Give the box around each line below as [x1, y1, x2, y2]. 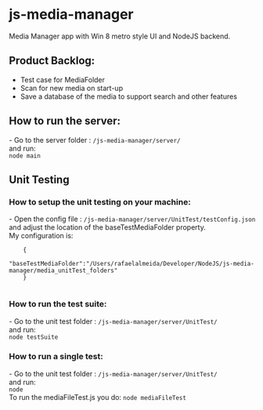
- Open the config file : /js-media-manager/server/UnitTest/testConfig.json [9, 214, 256, 224]
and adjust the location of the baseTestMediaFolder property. [9, 223, 206, 232]
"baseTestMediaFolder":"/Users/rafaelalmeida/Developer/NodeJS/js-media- [9, 260, 255, 268]
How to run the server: [9, 114, 121, 128]
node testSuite [9, 333, 59, 341]
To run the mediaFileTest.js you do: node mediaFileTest [9, 392, 187, 401]
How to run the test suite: [9, 299, 107, 310]
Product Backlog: [9, 54, 95, 67]
